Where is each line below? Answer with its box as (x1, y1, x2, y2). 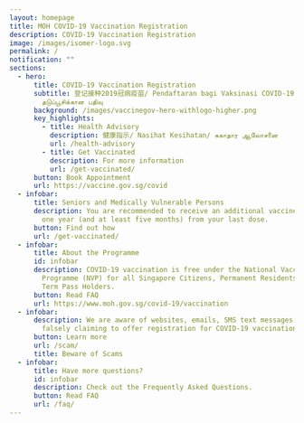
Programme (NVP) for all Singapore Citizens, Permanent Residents (42, 274, 298, 283)
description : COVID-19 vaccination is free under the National (33, 266, 278, 275)
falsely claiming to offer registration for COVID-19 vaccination (42, 324, 298, 334)
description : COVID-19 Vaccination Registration (9, 30, 196, 39)
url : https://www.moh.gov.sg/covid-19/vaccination (33, 299, 229, 308)
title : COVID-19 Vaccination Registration (33, 80, 196, 89)
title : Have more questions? (33, 366, 144, 375)
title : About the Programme (33, 249, 140, 258)
